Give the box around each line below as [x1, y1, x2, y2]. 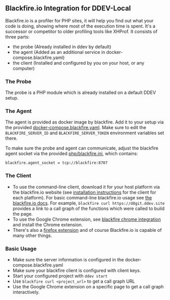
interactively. [12, 289, 40, 295]
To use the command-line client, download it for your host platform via [12, 184, 160, 190]
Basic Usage [5, 245, 37, 252]
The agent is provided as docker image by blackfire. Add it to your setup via [5, 119, 164, 125]
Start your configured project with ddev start [12, 273, 108, 279]
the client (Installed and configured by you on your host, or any [12, 59, 145, 66]
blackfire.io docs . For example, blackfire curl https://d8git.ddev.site [12, 200, 165, 206]
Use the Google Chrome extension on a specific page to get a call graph [12, 284, 164, 289]
